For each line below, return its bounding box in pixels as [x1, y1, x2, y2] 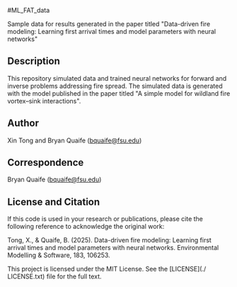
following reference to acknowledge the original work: [7, 223, 165, 231]
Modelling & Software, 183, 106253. [7, 251, 111, 259]
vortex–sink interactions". [7, 96, 81, 105]
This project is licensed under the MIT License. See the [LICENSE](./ [7, 265, 207, 274]
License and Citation [7, 196, 100, 208]
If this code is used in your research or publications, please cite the [7, 215, 204, 223]
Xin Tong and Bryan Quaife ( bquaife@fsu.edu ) [7, 136, 142, 145]
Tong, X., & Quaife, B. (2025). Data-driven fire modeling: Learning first [7, 236, 212, 244]
